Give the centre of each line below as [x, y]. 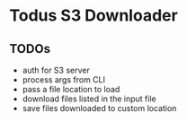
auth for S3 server [56, 70]
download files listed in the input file [89, 99]
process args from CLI [64, 80]
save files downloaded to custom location [99, 108]
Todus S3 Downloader [93, 16]
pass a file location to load [71, 89]
